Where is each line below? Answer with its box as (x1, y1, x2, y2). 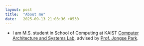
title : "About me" (5, 12, 46, 17)
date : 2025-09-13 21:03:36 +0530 (5, 16, 79, 21)
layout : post (5, 7, 32, 12)
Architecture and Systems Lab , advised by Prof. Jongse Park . (12, 35, 139, 41)
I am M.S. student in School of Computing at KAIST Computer (12, 30, 139, 36)
